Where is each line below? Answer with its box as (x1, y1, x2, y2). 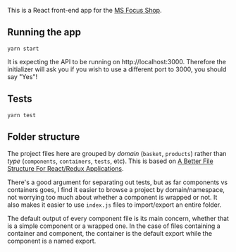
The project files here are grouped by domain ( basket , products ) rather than (7, 150, 227, 158)
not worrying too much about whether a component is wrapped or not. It (7, 193, 218, 202)
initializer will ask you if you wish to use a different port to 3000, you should (7, 65, 227, 73)
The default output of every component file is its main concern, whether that (7, 215, 229, 223)
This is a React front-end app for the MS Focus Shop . (7, 6, 162, 14)
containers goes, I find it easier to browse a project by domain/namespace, (7, 186, 225, 194)
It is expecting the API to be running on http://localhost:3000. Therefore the (7, 57, 227, 66)
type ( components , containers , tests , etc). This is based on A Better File (7, 157, 213, 165)
